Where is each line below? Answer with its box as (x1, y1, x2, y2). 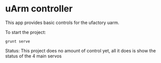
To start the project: (5, 29, 46, 35)
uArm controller (5, 3, 73, 14)
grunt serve (5, 38, 30, 44)
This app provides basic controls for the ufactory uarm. (5, 19, 119, 25)
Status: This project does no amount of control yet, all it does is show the (5, 47, 156, 53)
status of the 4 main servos (5, 53, 62, 59)
